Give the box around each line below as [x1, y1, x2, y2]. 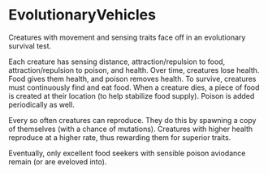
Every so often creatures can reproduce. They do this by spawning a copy [8, 115, 257, 125]
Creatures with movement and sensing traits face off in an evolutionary [8, 32, 246, 42]
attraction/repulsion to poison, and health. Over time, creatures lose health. [8, 65, 260, 74]
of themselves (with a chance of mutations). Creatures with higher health [8, 124, 253, 134]
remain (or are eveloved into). [8, 156, 107, 167]
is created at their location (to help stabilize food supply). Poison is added [8, 91, 255, 100]
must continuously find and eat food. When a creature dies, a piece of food [8, 83, 260, 92]
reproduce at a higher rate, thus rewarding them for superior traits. [8, 132, 231, 142]
